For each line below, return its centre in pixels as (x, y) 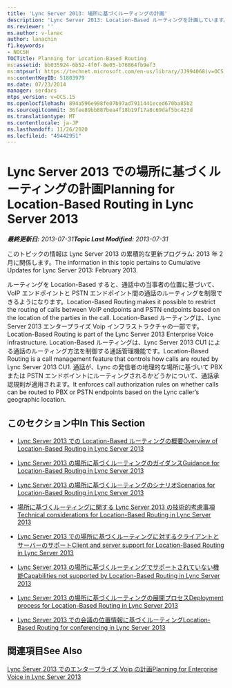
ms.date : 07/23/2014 (37, 84)
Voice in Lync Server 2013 (44, 677)
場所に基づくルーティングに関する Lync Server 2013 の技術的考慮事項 (116, 507)
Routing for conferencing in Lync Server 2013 (101, 627)
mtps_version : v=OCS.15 (41, 97)
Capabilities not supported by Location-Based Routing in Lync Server (122, 576)
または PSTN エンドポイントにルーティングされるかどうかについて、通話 (110, 376)
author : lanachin (32, 39)
